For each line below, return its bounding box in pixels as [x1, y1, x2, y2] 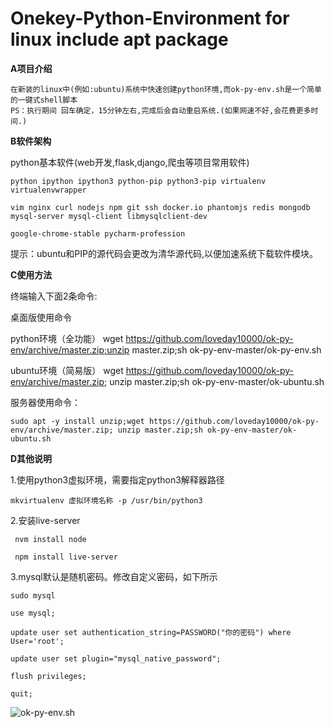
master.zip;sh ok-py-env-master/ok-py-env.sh [131, 343, 322, 356]
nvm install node [14, 534, 87, 544]
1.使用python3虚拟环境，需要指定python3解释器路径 [10, 473, 225, 486]
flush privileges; [10, 671, 87, 681]
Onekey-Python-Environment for [10, 7, 290, 30]
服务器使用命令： [10, 396, 81, 408]
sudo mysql [10, 590, 56, 601]
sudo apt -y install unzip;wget [10, 416, 145, 426]
